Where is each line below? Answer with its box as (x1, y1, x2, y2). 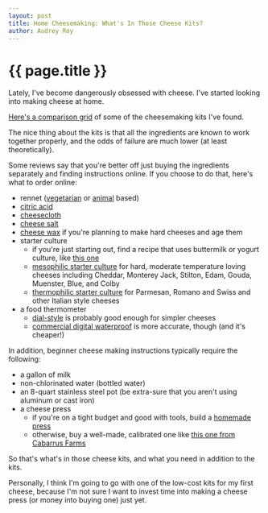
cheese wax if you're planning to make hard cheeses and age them (19, 227, 243, 238)
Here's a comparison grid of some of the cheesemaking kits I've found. (8, 112, 244, 122)
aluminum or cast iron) (19, 395, 95, 405)
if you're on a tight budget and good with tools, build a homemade (31, 412, 252, 423)
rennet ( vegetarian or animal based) (19, 193, 139, 203)
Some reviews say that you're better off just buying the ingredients (8, 160, 229, 170)
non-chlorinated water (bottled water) (19, 379, 146, 388)
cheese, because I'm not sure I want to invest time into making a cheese (8, 486, 248, 496)
